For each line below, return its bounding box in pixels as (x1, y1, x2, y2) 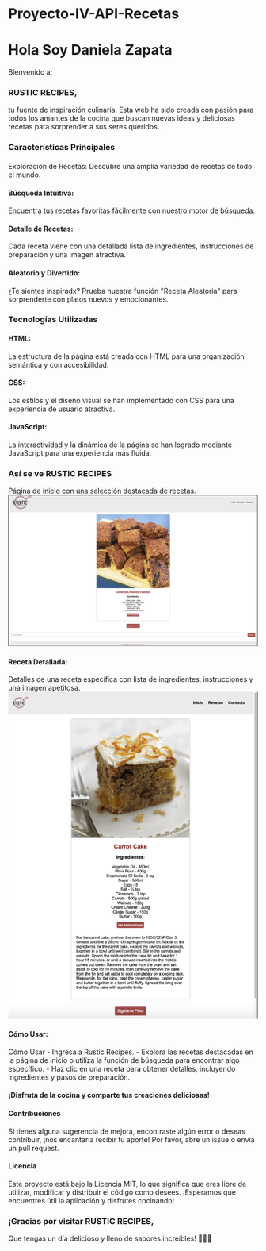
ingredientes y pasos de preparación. (8, 1072, 131, 1082)
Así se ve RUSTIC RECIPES (8, 468, 112, 479)
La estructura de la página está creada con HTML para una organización (8, 351, 245, 361)
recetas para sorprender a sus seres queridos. (8, 122, 160, 132)
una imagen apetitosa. (8, 683, 81, 693)
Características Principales (8, 142, 116, 153)
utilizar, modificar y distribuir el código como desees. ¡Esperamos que (8, 1187, 236, 1197)
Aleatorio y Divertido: (8, 268, 81, 278)
